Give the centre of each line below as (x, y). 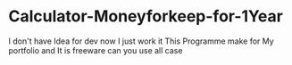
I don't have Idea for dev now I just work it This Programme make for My (141, 41)
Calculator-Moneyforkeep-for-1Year (146, 16)
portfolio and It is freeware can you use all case (96, 50)
